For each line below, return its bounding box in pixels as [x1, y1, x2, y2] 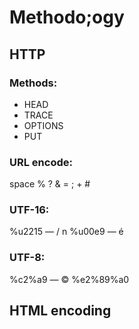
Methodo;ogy [9, 6, 125, 29]
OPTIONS [23, 119, 64, 131]
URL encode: [9, 155, 73, 169]
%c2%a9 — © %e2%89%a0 [9, 273, 130, 285]
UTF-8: [9, 251, 46, 265]
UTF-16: [9, 203, 50, 217]
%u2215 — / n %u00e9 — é [9, 226, 124, 238]
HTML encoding [9, 302, 112, 320]
